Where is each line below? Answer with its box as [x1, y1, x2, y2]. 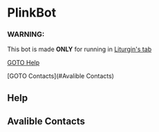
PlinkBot [7, 5, 57, 21]
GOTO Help [7, 59, 40, 67]
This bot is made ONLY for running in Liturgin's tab [7, 45, 152, 53]
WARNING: [7, 30, 45, 39]
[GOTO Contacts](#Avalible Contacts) [7, 72, 114, 80]
